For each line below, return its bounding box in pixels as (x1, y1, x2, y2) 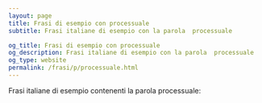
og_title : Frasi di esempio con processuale (8, 41, 160, 49)
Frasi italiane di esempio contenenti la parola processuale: (8, 85, 202, 95)
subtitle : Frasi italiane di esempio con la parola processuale (8, 27, 232, 35)
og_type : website (8, 56, 67, 64)
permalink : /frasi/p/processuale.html (8, 64, 139, 72)
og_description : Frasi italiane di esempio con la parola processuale (8, 49, 254, 57)
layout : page (8, 11, 52, 20)
